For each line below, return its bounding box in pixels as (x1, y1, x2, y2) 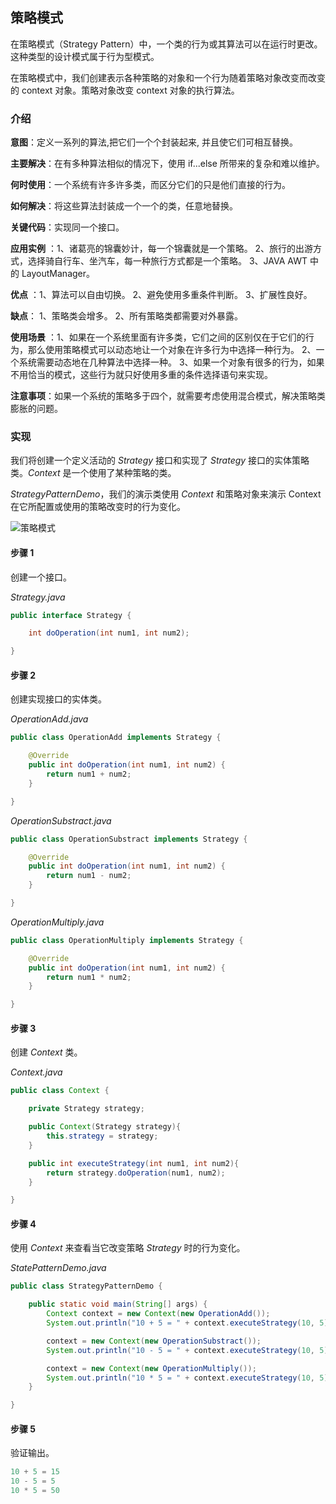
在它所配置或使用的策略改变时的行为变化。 (10, 501, 186, 513)
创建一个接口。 (10, 571, 72, 583)
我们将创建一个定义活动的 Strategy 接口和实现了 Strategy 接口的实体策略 (10, 454, 310, 467)
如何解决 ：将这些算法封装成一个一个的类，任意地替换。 (10, 200, 238, 212)
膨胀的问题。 (10, 403, 63, 415)
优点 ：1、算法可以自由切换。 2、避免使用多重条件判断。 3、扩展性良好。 (10, 289, 313, 301)
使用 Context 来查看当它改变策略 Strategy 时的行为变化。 (10, 1242, 246, 1254)
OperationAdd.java (10, 713, 89, 725)
